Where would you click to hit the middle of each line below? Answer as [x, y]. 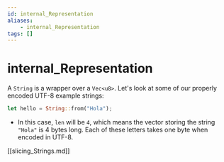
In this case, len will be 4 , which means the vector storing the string [116, 122]
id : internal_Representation [50, 14]
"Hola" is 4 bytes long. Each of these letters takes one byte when [113, 130]
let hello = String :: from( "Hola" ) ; [60, 109]
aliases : [20, 21]
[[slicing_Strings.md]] [39, 151]
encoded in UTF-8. [45, 137]
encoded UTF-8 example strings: [56, 96]
